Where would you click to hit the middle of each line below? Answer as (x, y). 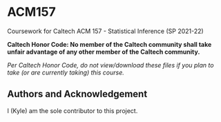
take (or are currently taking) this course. (66, 72)
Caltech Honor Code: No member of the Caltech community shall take (109, 44)
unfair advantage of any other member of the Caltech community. (104, 52)
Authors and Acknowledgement (77, 94)
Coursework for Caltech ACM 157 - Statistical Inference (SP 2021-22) (105, 31)
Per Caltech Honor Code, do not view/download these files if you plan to (110, 65)
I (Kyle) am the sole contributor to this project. (73, 110)
